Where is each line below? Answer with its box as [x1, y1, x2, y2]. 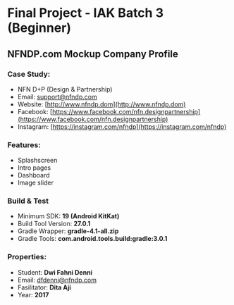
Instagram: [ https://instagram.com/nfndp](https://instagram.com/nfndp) [17, 122, 227, 131]
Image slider [17, 178, 54, 187]
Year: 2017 [17, 290, 49, 299]
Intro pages [17, 163, 51, 172]
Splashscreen [17, 156, 58, 165]
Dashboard [17, 171, 51, 180]
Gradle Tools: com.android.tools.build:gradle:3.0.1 [17, 235, 168, 243]
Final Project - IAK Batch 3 [7, 5, 164, 21]
